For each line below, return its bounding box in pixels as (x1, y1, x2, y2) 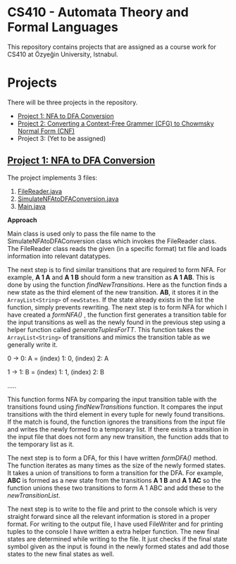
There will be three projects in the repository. (7, 98, 138, 106)
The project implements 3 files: (7, 173, 97, 182)
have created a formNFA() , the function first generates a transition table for (7, 310, 227, 319)
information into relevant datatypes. (7, 252, 111, 260)
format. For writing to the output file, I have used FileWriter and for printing (7, 520, 223, 528)
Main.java (17, 202, 46, 210)
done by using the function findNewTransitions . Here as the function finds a (7, 280, 228, 289)
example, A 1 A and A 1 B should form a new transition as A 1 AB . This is (7, 273, 215, 281)
